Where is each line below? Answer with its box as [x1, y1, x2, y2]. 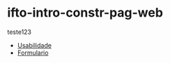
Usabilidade [17, 41, 52, 49]
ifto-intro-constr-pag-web [7, 5, 164, 21]
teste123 [7, 28, 32, 36]
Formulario [17, 48, 49, 57]
